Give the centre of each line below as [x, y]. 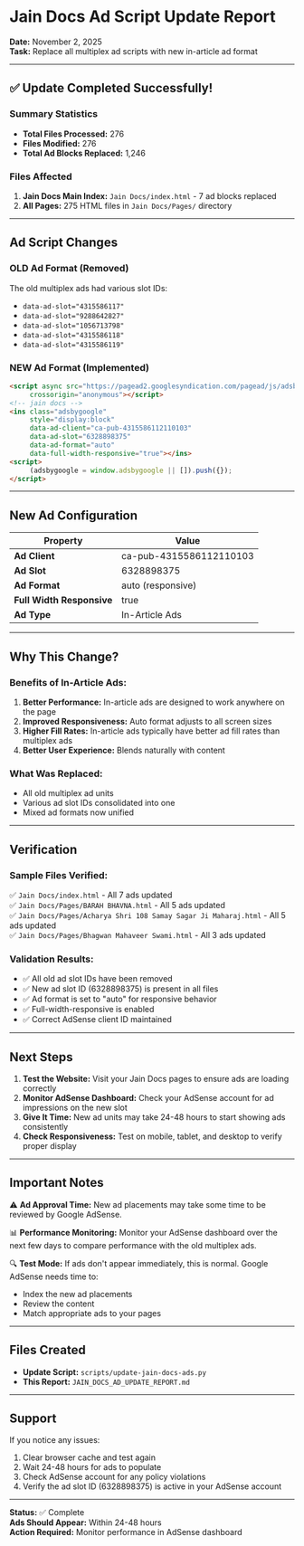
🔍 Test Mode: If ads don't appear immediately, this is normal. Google [139, 1263]
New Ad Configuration [74, 515]
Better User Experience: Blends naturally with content [124, 750]
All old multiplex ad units [68, 793]
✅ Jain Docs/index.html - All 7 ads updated [91, 895]
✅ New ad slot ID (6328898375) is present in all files [120, 989]
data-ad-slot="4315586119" [73, 345]
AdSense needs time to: [54, 1276]
